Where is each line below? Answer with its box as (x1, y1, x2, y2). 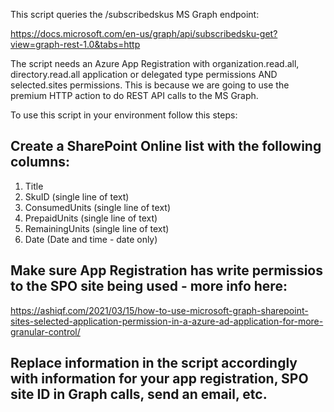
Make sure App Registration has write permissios (10, 262, 323, 279)
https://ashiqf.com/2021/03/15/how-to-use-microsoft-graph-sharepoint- (10, 304, 309, 316)
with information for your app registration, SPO (10, 370, 309, 388)
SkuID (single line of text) (24, 190, 130, 203)
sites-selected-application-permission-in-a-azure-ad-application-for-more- (10, 315, 324, 327)
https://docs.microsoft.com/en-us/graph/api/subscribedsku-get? (10, 28, 278, 39)
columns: (10, 154, 71, 171)
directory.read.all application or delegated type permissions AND (10, 69, 278, 80)
